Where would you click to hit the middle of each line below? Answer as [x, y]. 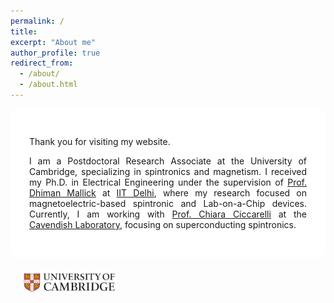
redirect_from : [42, 63]
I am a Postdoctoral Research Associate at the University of [168, 161]
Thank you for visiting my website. [100, 141]
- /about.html [48, 85]
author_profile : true [55, 53]
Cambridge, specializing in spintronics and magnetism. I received [168, 171]
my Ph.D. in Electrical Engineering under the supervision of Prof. [168, 182]
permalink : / [37, 21]
